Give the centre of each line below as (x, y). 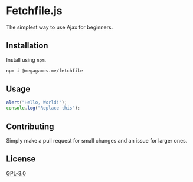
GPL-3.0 (16, 173)
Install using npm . (26, 59)
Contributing (30, 126)
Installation (27, 46)
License (21, 159)
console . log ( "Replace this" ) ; (43, 108)
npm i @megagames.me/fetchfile (45, 71)
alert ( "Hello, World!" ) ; (37, 102)
